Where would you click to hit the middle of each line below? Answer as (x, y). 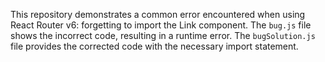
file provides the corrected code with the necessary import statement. (154, 46)
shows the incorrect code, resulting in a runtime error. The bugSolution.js (163, 35)
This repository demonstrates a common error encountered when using (158, 14)
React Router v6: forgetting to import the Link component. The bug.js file (161, 25)
